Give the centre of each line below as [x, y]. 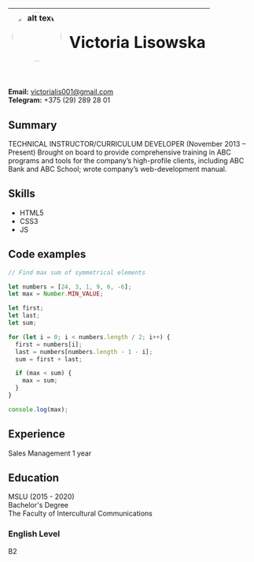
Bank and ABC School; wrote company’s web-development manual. [118, 169]
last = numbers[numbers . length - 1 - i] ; [84, 352]
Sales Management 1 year [50, 453]
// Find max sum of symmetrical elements [77, 272]
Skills [22, 194]
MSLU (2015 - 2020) [41, 497]
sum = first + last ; [49, 359]
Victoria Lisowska [138, 42]
